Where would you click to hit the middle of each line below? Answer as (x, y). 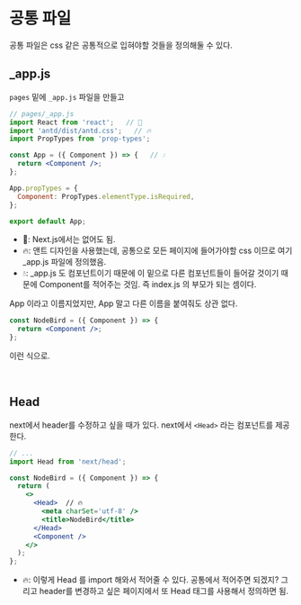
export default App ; (48, 221)
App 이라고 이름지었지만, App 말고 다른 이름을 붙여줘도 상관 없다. (124, 303)
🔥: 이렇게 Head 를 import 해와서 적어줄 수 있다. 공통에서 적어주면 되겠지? (150, 580)
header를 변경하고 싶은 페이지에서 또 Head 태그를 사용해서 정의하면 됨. (164, 591)
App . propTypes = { (44, 188)
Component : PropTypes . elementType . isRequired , (106, 196)
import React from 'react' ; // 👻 (76, 122)
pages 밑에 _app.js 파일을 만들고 (67, 96)
